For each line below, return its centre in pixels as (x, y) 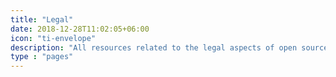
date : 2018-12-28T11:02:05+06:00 (80, 29)
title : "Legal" (42, 19)
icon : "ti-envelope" (53, 38)
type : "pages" (42, 57)
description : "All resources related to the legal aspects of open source (169, 47)
